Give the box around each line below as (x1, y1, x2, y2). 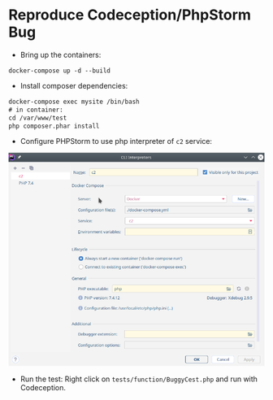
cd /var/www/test (8, 114, 67, 122)
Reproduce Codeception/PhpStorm (8, 6, 252, 24)
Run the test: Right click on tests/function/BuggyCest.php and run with (19, 374, 258, 384)
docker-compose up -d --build (8, 67, 111, 75)
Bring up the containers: (19, 50, 102, 59)
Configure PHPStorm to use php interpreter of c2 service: (19, 136, 213, 146)
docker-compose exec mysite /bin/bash (8, 98, 140, 106)
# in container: (8, 106, 63, 114)
